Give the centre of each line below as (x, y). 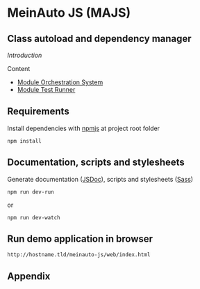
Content (19, 69)
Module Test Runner (46, 89)
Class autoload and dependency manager (100, 39)
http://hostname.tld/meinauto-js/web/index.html (79, 255)
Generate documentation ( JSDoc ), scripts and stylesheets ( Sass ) (100, 179)
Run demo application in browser (80, 239)
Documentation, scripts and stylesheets (96, 163)
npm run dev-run (31, 192)
